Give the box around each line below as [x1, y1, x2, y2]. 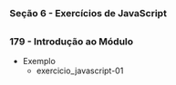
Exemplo [22, 56, 57, 67]
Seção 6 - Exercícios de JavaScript [9, 7, 167, 20]
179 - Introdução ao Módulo [9, 35, 134, 48]
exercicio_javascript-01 [36, 65, 124, 76]
